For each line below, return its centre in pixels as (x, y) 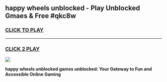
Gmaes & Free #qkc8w (41, 16)
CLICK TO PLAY (24, 30)
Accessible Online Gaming (33, 74)
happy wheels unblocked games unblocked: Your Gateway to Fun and (79, 69)
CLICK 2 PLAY (22, 49)
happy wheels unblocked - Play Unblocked (73, 8)
